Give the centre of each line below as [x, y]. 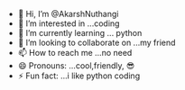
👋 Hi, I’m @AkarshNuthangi [68, 14]
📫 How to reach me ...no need [75, 53]
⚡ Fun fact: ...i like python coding [79, 76]
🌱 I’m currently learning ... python [80, 33]
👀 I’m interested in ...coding [69, 23]
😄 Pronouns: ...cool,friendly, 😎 [76, 66]
